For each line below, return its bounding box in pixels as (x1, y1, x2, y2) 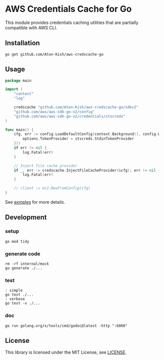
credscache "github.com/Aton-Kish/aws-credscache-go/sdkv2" (14, 105, 139, 110)
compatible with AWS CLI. (5, 24, 58, 30)
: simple (5, 288, 23, 293)
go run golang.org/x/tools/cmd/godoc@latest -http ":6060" (5, 323, 128, 328)
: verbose (5, 296, 25, 301)
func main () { (5, 127, 34, 132)
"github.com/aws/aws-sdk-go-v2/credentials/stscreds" (14, 114, 125, 119)
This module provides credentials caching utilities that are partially (5, 20, 139, 25)
